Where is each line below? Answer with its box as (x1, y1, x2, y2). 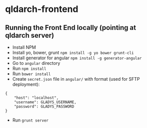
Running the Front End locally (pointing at (5, 23, 137, 32)
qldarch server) (5, 31, 55, 39)
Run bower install (12, 71, 51, 77)
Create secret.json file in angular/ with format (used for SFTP (12, 76, 140, 82)
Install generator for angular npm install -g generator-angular (12, 55, 142, 61)
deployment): (12, 81, 40, 87)
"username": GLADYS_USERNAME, (14, 100, 77, 105)
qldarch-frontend (5, 3, 78, 15)
